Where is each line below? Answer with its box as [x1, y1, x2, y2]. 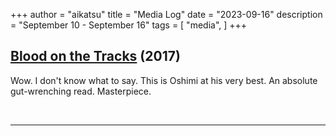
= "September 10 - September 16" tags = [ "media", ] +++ [10, 19, 248, 31]
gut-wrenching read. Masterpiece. [10, 85, 152, 97]
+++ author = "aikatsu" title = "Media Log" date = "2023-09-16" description [10, 9, 323, 20]
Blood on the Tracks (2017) [10, 48, 181, 65]
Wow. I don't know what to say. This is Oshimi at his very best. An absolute [10, 74, 318, 86]
